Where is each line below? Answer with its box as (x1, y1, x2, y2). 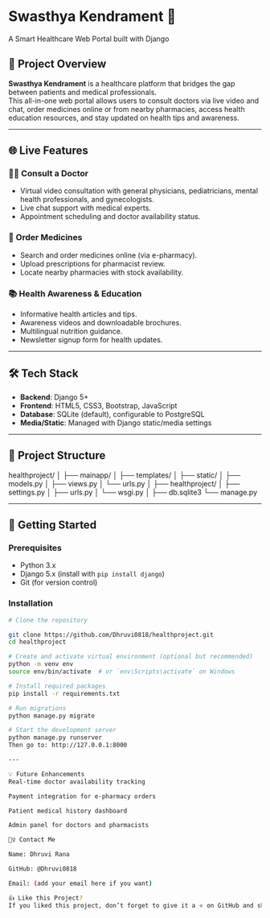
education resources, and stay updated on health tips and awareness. (8, 113, 239, 122)
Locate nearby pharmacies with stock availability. (19, 267, 184, 277)
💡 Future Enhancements (8, 770, 85, 778)
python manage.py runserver (8, 734, 103, 742)
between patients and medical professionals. (8, 87, 157, 97)
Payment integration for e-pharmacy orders (8, 792, 157, 800)
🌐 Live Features (8, 144, 88, 158)
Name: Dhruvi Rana (8, 850, 70, 858)
